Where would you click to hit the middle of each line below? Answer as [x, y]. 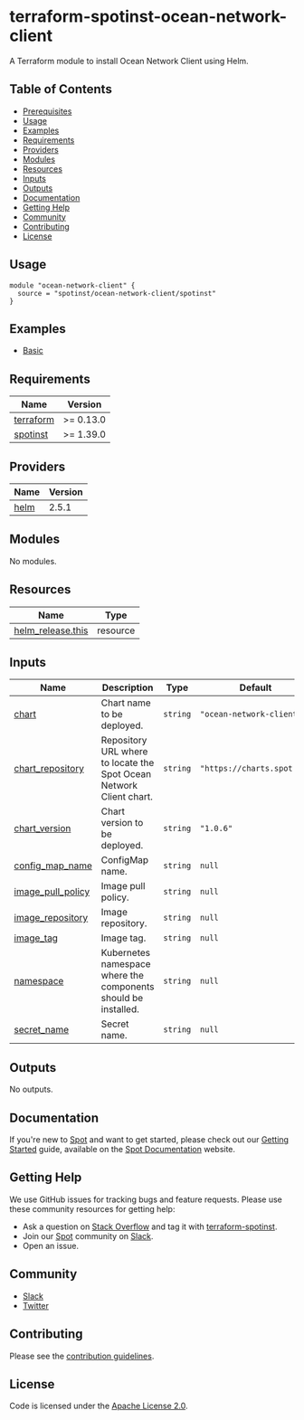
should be [122, 999]
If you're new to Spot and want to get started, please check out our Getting [149, 1140]
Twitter [36, 1305]
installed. [120, 1009]
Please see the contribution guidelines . [82, 1356]
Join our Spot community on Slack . [88, 1235]
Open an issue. [51, 1245]
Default [256, 687]
